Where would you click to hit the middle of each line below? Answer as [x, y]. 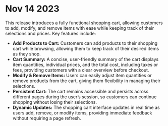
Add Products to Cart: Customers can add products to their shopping [85, 43]
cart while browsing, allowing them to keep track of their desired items [86, 48]
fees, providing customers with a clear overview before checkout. [81, 70]
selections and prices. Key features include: [51, 33]
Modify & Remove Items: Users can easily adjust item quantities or [82, 75]
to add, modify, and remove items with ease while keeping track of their [80, 28]
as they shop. [27, 54]
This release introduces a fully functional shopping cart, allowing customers [84, 23]
